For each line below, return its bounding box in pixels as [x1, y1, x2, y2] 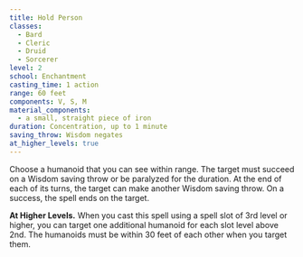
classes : [9, 22, 43, 31]
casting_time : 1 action [9, 80, 99, 89]
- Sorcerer [17, 55, 59, 64]
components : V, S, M [9, 96, 88, 106]
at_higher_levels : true [9, 139, 99, 148]
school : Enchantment [9, 72, 88, 81]
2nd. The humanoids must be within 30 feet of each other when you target [9, 229, 288, 240]
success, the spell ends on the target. [9, 192, 150, 203]
